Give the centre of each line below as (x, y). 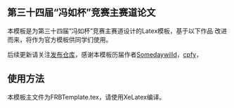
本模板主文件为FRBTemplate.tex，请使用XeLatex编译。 (86, 97)
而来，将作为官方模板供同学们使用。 (60, 39)
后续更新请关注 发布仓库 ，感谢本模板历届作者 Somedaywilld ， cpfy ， (105, 54)
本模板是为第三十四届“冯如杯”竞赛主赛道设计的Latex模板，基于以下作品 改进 (117, 31)
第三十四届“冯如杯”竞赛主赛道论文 (82, 13)
